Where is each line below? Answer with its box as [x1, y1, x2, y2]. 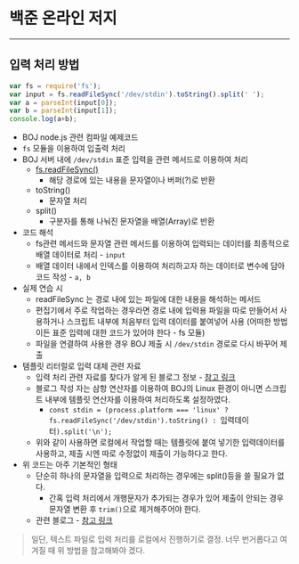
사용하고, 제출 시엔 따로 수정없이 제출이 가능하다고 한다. [35, 448, 229, 459]
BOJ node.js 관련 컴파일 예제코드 [21, 132, 139, 143]
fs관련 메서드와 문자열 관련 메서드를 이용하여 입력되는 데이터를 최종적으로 [35, 238, 290, 249]
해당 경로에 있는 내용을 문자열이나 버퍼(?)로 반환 [48, 175, 215, 185]
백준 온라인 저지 [9, 8, 117, 29]
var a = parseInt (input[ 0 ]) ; [9, 98, 117, 107]
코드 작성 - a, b [35, 272, 92, 282]
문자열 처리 [48, 195, 87, 206]
